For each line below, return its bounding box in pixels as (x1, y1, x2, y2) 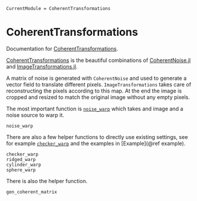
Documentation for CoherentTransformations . (6, 45, 118, 52)
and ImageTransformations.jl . (6, 63, 78, 70)
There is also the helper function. (6, 177, 88, 184)
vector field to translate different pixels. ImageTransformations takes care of (6, 81, 192, 88)
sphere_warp (6, 167, 36, 173)
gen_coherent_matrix (6, 188, 58, 195)
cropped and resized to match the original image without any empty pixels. (6, 93, 190, 101)
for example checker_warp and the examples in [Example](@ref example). (6, 140, 186, 147)
